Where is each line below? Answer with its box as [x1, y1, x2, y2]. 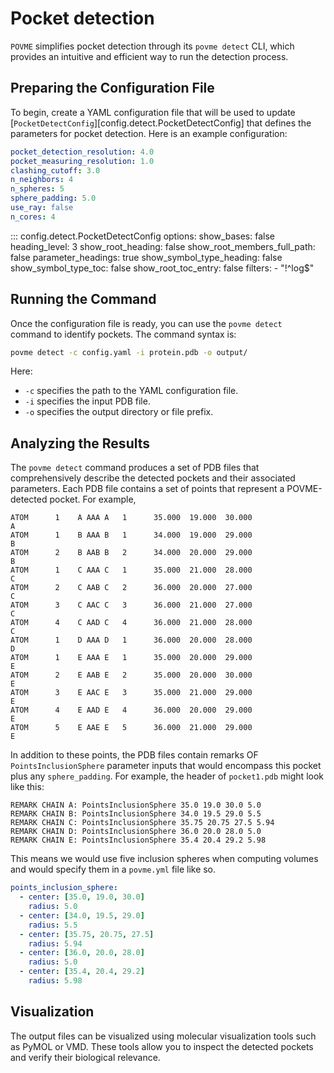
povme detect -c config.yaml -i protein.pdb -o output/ [10, 347, 248, 357]
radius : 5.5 [28, 920, 78, 930]
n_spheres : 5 [10, 184, 65, 194]
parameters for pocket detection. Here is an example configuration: [10, 127, 288, 139]
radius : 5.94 [28, 938, 83, 949]
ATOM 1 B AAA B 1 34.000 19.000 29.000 [10, 530, 253, 541]
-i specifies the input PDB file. [24, 395, 151, 407]
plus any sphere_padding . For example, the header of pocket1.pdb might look [10, 770, 324, 782]
